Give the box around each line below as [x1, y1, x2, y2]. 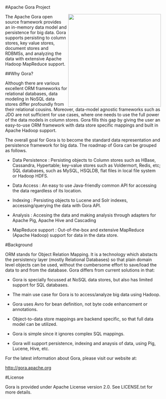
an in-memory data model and [5, 24, 67, 30]
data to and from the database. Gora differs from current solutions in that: [5, 267, 155, 273]
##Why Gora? [5, 71, 34, 76]
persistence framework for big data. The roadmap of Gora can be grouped [5, 142, 157, 148]
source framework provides [5, 19, 62, 25]
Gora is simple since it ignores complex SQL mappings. [12, 331, 125, 337]
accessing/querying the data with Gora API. [12, 203, 101, 208]
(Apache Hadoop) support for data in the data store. [12, 232, 119, 238]
